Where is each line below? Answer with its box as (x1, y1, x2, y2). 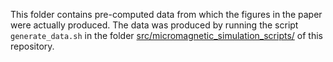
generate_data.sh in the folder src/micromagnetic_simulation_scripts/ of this (10, 30, 323, 41)
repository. (10, 40, 55, 52)
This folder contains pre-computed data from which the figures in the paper (10, 9, 323, 20)
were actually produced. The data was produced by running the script (10, 19, 299, 31)
